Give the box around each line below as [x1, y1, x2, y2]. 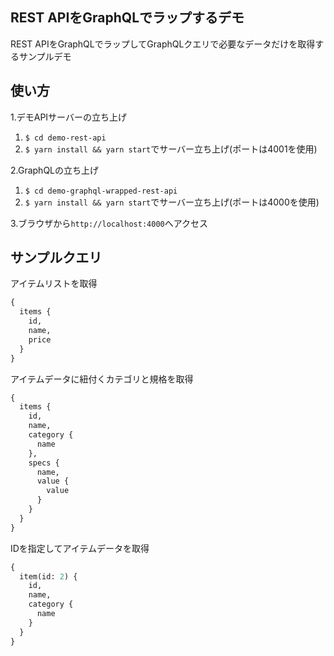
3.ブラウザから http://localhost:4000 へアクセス [10, 217, 209, 229]
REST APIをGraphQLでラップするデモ [10, 9, 245, 27]
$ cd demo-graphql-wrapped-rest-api [24, 186, 178, 196]
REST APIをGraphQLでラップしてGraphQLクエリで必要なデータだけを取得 [10, 38, 316, 50]
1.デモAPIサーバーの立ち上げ [10, 111, 127, 123]
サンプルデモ [18, 50, 72, 62]
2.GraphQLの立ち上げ [10, 164, 100, 176]
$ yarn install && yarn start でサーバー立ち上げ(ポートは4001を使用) [24, 143, 318, 155]
